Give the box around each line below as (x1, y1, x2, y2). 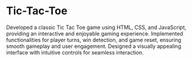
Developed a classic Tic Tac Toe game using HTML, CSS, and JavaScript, (6, 24, 187, 31)
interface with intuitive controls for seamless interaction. (6, 49, 144, 56)
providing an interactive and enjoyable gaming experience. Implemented (6, 30, 183, 37)
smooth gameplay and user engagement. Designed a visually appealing (6, 43, 181, 50)
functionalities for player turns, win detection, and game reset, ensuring (6, 36, 181, 43)
